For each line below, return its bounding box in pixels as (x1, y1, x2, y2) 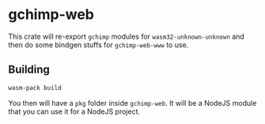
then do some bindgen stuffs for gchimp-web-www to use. (8, 39, 189, 49)
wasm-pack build (8, 84, 62, 92)
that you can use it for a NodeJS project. (8, 107, 141, 116)
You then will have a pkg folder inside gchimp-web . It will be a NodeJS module (8, 98, 257, 107)
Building (8, 63, 50, 77)
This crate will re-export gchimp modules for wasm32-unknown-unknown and (8, 32, 245, 41)
